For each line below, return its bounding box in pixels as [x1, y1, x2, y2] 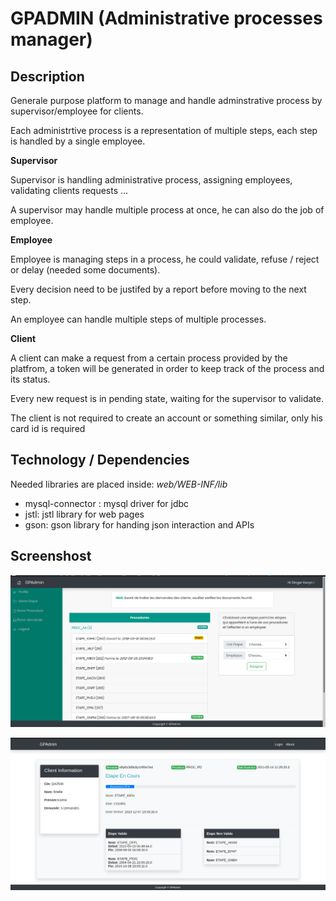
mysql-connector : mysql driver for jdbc [24, 497, 190, 509]
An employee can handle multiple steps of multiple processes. [10, 313, 267, 325]
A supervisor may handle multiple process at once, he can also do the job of [10, 204, 325, 216]
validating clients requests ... [10, 185, 129, 196]
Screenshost [10, 548, 92, 565]
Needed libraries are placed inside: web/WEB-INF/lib [10, 478, 228, 490]
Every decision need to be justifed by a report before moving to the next [10, 283, 307, 295]
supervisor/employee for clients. [10, 105, 144, 117]
